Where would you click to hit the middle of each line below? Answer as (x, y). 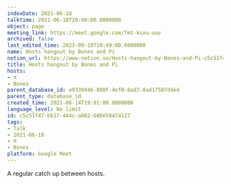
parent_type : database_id (44, 97)
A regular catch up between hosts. (56, 173)
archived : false (30, 39)
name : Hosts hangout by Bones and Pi (61, 52)
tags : (15, 122)
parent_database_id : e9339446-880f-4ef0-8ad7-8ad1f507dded (93, 90)
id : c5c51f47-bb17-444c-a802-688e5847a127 (69, 115)
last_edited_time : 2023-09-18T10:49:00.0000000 (77, 45)
